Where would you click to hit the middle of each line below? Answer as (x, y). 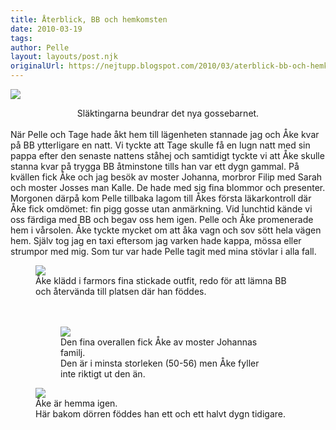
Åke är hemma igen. (76, 403)
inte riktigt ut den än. (103, 374)
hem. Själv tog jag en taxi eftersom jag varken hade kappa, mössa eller (156, 240)
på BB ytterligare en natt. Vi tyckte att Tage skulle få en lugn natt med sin (160, 145)
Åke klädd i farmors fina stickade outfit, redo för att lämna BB (161, 280)
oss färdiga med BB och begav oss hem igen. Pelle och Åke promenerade (162, 219)
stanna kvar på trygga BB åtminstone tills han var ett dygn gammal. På (155, 166)
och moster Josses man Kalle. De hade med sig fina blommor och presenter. (168, 187)
